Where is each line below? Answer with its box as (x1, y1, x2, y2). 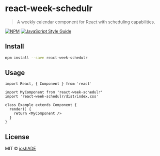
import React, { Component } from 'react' (5, 81, 92, 86)
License (5, 133, 30, 141)
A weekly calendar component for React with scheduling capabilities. (16, 19, 155, 25)
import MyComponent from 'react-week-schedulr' (5, 90, 103, 95)
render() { (9, 107, 32, 112)
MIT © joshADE (5, 146, 36, 152)
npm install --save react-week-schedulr (5, 55, 88, 60)
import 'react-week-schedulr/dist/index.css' (5, 94, 98, 99)
